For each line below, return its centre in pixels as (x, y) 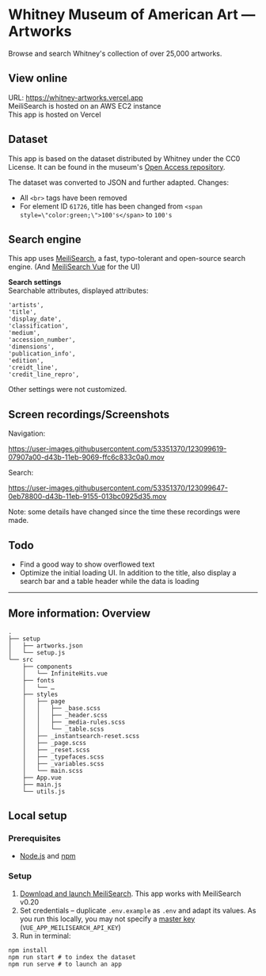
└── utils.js (44, 791)
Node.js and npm (47, 855)
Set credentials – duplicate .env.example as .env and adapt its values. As (138, 910)
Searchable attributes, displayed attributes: (78, 290)
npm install (28, 950)
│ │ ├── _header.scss (65, 715)
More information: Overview (80, 614)
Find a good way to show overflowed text (87, 564)
